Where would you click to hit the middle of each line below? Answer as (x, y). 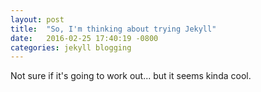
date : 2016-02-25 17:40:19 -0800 (84, 38)
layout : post (37, 19)
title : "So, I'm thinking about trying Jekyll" (113, 29)
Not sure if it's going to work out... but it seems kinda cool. (131, 76)
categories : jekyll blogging (71, 47)
